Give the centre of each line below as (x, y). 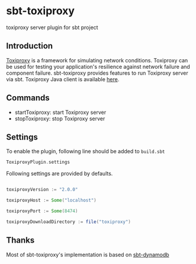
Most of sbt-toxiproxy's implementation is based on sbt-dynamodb (88, 255)
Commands (28, 98)
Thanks (20, 241)
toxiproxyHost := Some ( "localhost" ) (51, 201)
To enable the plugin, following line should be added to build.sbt (86, 151)
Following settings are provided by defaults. (60, 174)
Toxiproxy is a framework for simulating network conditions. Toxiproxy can (97, 60)
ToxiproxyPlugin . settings (38, 162)
